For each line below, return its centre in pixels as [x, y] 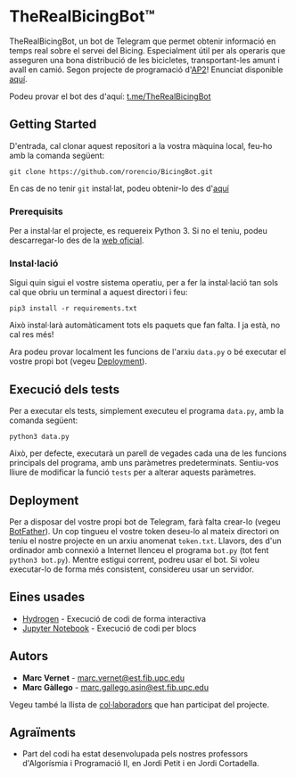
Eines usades [47, 597]
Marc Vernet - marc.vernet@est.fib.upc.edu [103, 678]
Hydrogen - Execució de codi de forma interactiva [114, 618]
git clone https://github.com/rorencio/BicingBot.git [111, 171]
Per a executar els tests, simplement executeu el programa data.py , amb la [147, 411]
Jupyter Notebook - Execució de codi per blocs [109, 628]
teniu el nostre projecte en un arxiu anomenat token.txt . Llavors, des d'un [146, 541]
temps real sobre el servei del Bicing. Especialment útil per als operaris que [148, 50]
